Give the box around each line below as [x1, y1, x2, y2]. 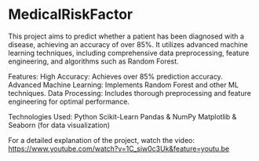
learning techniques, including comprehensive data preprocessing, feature [8, 48, 250, 57]
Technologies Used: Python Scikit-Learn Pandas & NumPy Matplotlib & [8, 112, 237, 121]
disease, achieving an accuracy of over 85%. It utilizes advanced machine [8, 39, 249, 49]
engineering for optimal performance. [8, 97, 129, 106]
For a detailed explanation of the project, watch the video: [8, 135, 195, 145]
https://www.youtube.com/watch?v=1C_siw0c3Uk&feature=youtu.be [8, 144, 230, 153]
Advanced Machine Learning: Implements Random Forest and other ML [8, 80, 239, 90]
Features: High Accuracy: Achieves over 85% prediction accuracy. [8, 71, 224, 81]
